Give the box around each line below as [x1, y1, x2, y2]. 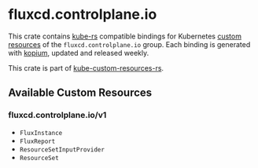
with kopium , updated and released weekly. [8, 48, 149, 57]
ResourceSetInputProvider [19, 145, 105, 154]
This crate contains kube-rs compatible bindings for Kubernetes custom [8, 31, 242, 41]
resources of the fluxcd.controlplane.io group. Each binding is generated [8, 39, 251, 49]
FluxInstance [19, 129, 63, 137]
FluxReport [19, 137, 56, 145]
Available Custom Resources [8, 86, 153, 100]
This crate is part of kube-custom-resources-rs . [8, 63, 164, 72]
